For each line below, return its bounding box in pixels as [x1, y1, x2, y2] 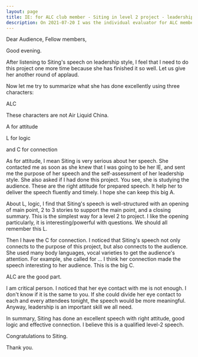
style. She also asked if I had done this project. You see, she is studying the [6, 176, 190, 184]
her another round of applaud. [6, 71, 80, 78]
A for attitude [6, 123, 38, 130]
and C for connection [6, 146, 58, 153]
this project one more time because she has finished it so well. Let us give [6, 65, 186, 72]
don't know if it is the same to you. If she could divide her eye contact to [6, 291, 181, 298]
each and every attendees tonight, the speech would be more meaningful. [6, 297, 186, 304]
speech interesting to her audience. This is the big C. [6, 262, 134, 269]
